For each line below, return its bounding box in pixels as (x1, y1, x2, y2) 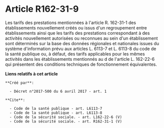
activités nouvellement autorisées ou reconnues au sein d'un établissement (5, 35, 158, 41)
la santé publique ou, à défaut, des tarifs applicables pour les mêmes (5, 51, 145, 57)
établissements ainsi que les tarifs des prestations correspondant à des (5, 30, 150, 36)
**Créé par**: (5, 80, 34, 85)
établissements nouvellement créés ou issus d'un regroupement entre (5, 25, 147, 30)
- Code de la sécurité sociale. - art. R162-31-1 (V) (9, 119, 122, 124)
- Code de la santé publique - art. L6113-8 (9, 110, 102, 115)
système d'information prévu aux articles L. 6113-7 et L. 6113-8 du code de (5, 46, 157, 51)
